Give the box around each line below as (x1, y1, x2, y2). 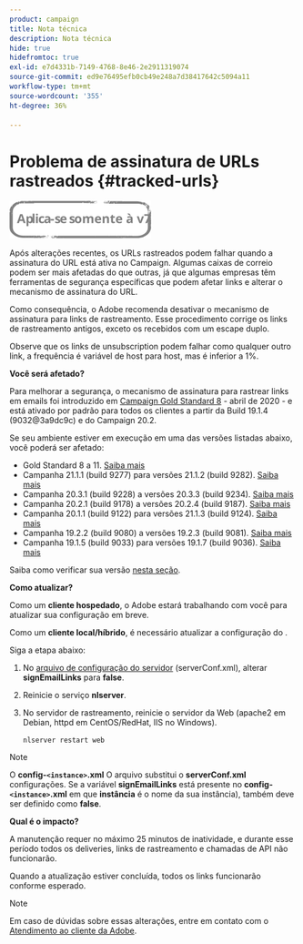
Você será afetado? (9, 369, 85, 380)
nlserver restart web (22, 736, 105, 746)
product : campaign (9, 15, 79, 24)
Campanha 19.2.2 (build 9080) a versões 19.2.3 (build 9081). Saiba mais (22, 528, 293, 539)
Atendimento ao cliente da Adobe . (9, 925, 137, 937)
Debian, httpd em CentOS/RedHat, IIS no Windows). (22, 717, 217, 728)
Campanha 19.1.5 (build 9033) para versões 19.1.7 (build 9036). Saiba (22, 537, 281, 548)
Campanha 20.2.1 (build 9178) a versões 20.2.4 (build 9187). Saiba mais (22, 499, 291, 510)
